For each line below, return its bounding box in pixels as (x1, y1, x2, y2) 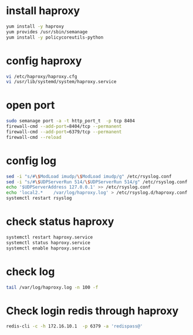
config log (6, 154, 57, 167)
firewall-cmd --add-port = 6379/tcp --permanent (6, 129, 122, 135)
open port (6, 98, 55, 112)
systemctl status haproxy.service (6, 240, 91, 245)
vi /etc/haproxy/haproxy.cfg (6, 73, 77, 80)
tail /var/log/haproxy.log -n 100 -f (6, 284, 99, 290)
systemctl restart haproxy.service (6, 234, 93, 240)
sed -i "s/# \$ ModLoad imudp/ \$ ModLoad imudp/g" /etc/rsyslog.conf (6, 173, 172, 179)
